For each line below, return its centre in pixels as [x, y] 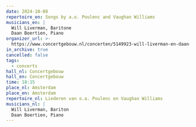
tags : [13, 60]
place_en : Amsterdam [31, 93]
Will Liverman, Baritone [41, 28]
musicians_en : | [26, 22]
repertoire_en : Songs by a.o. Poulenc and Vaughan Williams [81, 17]
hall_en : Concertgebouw [35, 77]
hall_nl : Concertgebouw [35, 71]
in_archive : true [27, 50]
